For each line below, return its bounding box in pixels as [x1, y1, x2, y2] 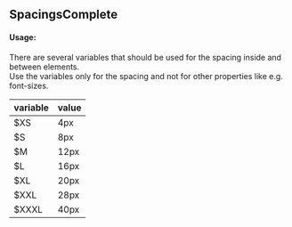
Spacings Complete [9, 7, 118, 22]
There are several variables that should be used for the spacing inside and [9, 52, 282, 62]
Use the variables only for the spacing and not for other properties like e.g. [9, 70, 283, 81]
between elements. [9, 61, 80, 72]
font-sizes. [9, 80, 49, 91]
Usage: [9, 31, 37, 43]
